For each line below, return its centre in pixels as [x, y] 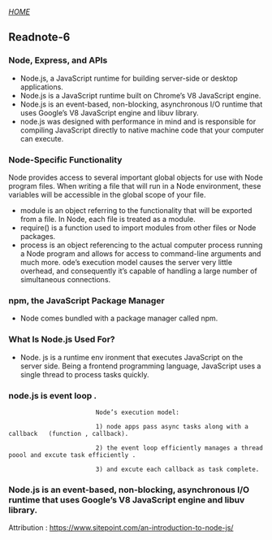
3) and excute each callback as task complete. [177, 469]
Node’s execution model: [138, 412]
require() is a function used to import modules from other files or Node [138, 228]
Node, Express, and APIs [58, 60]
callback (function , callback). [69, 433]
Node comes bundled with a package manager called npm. [119, 318]
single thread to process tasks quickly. [84, 374]
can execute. [42, 138]
